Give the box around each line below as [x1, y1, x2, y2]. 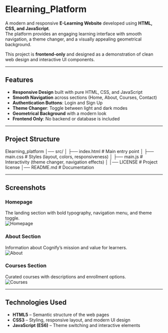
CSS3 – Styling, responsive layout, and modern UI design [12, 317, 131, 323]
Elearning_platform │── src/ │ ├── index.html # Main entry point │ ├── [5, 148, 154, 154]
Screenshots [5, 183, 46, 192]
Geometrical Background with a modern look [12, 110, 106, 116]
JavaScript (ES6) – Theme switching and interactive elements [12, 322, 140, 328]
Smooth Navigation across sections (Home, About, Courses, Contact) [12, 94, 157, 100]
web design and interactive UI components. [5, 56, 95, 62]
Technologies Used [5, 298, 66, 307]
